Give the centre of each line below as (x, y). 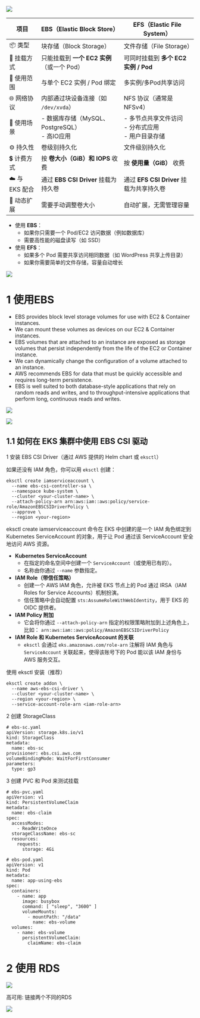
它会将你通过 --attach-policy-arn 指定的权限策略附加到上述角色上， (108, 622)
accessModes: (28, 823)
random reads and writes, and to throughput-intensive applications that (102, 392)
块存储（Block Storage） (76, 46)
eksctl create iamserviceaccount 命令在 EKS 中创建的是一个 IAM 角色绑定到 (99, 529)
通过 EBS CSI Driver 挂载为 (79, 180)
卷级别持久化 (59, 147)
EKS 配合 (22, 189)
